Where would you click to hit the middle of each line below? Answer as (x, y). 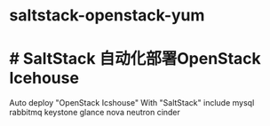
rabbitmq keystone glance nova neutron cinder (95, 113)
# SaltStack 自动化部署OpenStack (135, 59)
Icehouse (44, 79)
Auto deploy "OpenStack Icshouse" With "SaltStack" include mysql (132, 103)
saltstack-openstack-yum (107, 16)
